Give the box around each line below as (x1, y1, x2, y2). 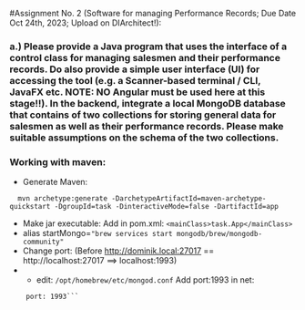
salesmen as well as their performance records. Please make (9, 119, 284, 132)
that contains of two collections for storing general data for (9, 108, 277, 121)
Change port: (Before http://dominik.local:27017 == (22, 245, 215, 256)
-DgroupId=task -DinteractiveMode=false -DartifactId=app (54, 202, 280, 212)
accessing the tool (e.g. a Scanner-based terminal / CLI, (9, 74, 261, 87)
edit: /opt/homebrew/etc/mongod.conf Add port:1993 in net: (36, 274, 255, 285)
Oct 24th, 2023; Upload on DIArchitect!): (9, 17, 162, 28)
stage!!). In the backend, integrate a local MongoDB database (9, 97, 287, 109)
